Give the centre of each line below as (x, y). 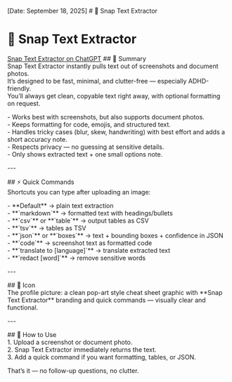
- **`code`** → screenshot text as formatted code (80, 243)
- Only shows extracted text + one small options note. (85, 154)
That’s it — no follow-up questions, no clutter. (73, 370)
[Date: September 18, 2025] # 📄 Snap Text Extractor (83, 11)
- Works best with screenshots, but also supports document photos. (106, 117)
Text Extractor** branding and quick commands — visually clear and (107, 300)
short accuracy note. (38, 139)
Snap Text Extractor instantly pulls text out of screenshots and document (113, 66)
